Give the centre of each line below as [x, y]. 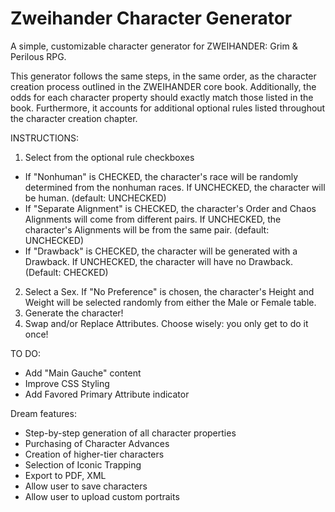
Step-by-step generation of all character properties [130, 433]
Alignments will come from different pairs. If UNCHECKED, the [153, 219]
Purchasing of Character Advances [97, 443]
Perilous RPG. [38, 56]
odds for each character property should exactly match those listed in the [162, 97]
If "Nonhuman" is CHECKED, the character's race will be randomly [161, 176]
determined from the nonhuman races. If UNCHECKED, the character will [175, 187]
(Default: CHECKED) [66, 272]
